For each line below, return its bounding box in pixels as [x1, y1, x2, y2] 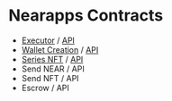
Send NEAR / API [21, 63, 85, 74]
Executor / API [21, 35, 76, 46]
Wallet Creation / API [21, 44, 99, 55]
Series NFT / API [21, 54, 84, 64]
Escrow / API [21, 82, 69, 93]
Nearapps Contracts [8, 5, 164, 26]
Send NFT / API [21, 72, 79, 83]
